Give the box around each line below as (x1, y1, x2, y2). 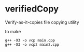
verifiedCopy (5, 3, 59, 14)
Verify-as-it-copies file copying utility (5, 19, 80, 25)
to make (5, 28, 21, 34)
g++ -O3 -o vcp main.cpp (5, 38, 55, 43)
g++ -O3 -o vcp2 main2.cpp (5, 42, 59, 47)
